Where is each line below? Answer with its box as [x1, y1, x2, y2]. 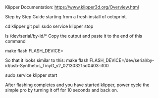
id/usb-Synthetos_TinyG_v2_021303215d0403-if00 [5, 63, 109, 68]
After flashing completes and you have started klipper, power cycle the [5, 82, 150, 88]
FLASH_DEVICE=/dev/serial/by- [89, 57, 155, 63]
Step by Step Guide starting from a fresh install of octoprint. [5, 14, 127, 19]
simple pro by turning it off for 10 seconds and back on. [5, 87, 118, 93]
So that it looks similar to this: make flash [5, 57, 89, 63]
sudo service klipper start [5, 72, 57, 78]
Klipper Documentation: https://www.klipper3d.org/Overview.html [5, 4, 139, 10]
